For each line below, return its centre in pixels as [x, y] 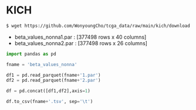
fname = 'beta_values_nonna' [42, 64]
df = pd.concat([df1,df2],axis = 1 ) [48, 91]
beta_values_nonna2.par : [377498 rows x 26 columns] [81, 43]
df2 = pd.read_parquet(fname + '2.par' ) [53, 80]
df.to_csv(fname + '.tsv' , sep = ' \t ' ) [50, 102]
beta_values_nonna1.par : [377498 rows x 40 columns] [80, 37]
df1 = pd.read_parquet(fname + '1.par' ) [53, 75]
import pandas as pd [31, 54]
